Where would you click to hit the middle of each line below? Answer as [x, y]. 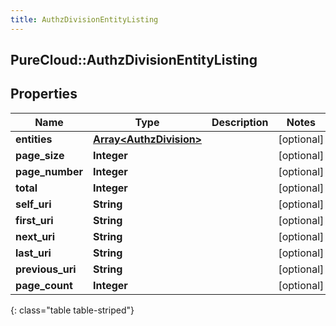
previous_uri [46, 269]
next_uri [35, 236]
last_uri [33, 253]
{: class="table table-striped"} [72, 310]
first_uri [34, 220]
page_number [49, 171]
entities [34, 139]
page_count [44, 285]
